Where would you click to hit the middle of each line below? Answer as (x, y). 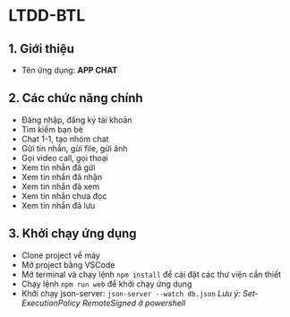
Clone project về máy (60, 255)
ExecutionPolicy (51, 303)
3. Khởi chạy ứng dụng (72, 234)
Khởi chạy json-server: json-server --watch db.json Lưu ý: (131, 293)
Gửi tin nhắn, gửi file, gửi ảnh (74, 148)
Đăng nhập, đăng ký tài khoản (77, 120)
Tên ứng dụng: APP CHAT (69, 70)
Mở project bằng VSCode (68, 264)
